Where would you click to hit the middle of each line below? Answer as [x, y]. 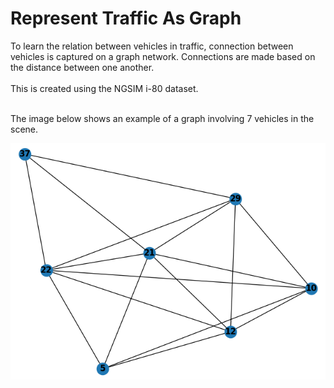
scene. [24, 129]
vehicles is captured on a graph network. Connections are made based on [163, 56]
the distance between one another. [82, 67]
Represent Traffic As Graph [126, 18]
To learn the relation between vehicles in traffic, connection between [152, 46]
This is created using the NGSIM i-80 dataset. [104, 88]
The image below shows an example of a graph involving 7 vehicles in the [162, 118]
